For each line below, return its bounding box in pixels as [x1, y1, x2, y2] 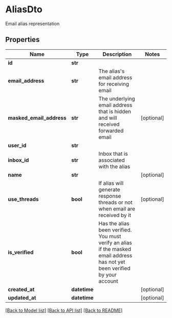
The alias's [98, 68, 125, 75]
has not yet [98, 258, 125, 265]
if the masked [98, 245, 132, 252]
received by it [98, 211, 132, 219]
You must [98, 232, 121, 240]
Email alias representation [5, 20, 60, 27]
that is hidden [98, 108, 132, 115]
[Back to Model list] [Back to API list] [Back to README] [5, 307, 123, 313]
